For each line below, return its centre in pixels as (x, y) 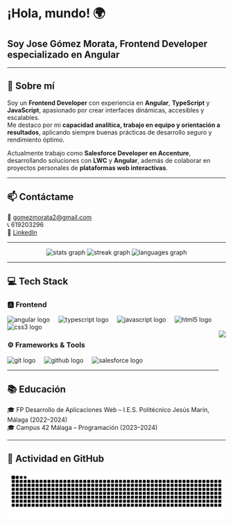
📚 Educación (36, 389)
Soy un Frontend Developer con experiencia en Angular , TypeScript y (109, 103)
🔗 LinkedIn (22, 232)
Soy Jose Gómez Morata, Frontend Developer (107, 43)
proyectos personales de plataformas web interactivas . (88, 168)
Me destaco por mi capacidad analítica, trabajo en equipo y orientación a (114, 125)
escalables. (24, 117)
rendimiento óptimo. (36, 139)
